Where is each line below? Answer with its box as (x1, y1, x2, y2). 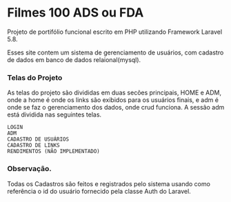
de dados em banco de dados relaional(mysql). (7, 55, 141, 63)
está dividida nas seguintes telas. (7, 110, 102, 119)
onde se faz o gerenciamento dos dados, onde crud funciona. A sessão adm (7, 103, 225, 112)
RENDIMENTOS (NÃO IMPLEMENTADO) (7, 148, 100, 155)
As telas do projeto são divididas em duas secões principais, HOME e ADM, (7, 88, 222, 97)
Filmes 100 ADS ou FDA (7, 5, 144, 21)
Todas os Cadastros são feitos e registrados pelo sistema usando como (7, 179, 210, 188)
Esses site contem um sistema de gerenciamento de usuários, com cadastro (7, 48, 224, 57)
